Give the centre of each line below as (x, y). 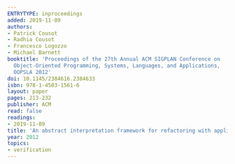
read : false (24, 111)
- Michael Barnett (34, 53)
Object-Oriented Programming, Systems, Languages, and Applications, (117, 66)
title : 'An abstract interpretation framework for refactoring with (109, 131)
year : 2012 (23, 137)
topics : (19, 144)
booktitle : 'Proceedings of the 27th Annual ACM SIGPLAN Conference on (114, 59)
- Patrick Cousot (33, 33)
